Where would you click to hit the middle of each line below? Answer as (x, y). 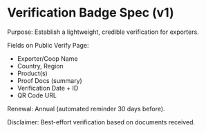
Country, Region (40, 66)
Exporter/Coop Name (47, 58)
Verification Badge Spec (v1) (91, 13)
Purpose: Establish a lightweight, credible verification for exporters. (103, 32)
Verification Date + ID (48, 88)
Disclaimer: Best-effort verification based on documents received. (101, 122)
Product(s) (32, 73)
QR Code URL (37, 95)
